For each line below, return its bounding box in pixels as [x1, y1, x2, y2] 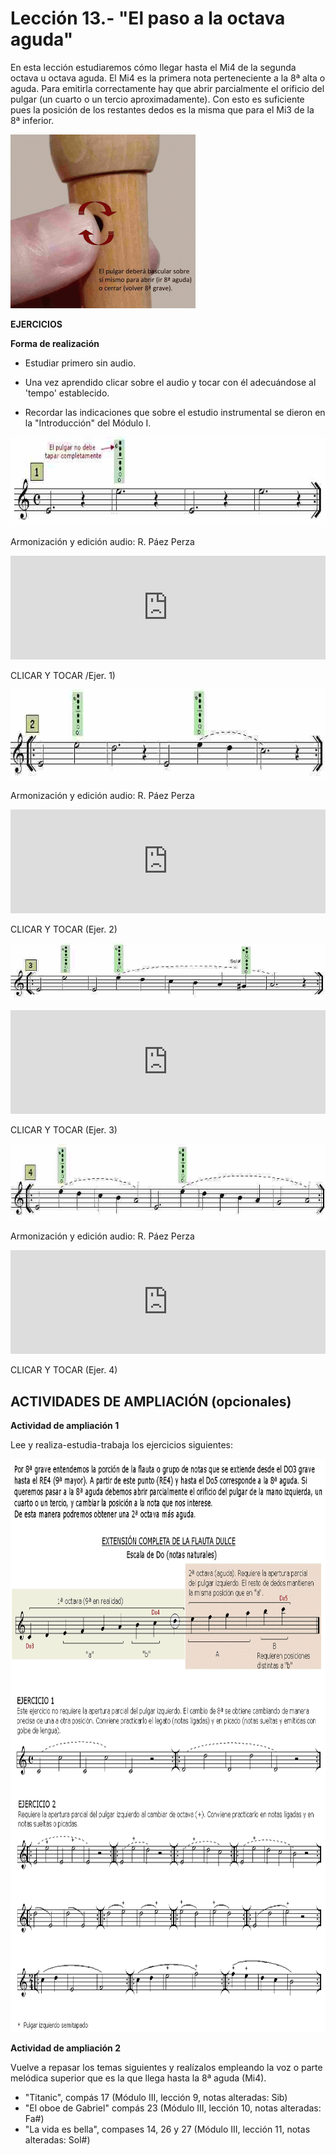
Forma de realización [10, 337, 100, 349]
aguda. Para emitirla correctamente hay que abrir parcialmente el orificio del [10, 82, 325, 94]
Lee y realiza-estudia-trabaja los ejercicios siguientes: [10, 1439, 234, 1451]
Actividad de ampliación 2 [10, 2042, 121, 2054]
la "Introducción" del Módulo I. [24, 417, 152, 429]
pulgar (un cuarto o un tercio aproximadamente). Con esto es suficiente [10, 93, 305, 105]
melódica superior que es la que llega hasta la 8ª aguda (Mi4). [10, 2072, 267, 2084]
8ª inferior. [10, 114, 55, 126]
